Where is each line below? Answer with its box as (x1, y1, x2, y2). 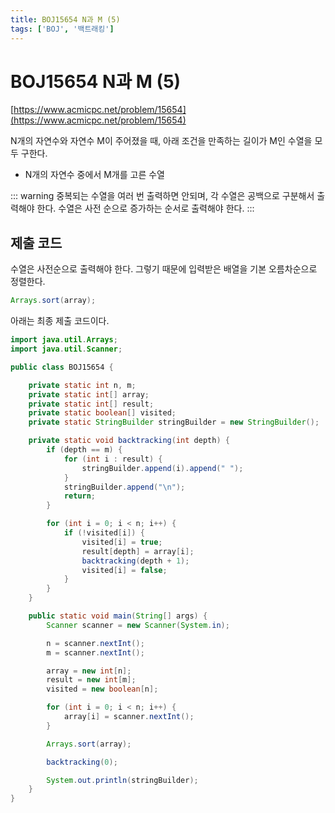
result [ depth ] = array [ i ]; (81, 546, 195, 556)
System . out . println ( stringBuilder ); (46, 775, 199, 785)
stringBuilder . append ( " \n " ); (63, 482, 186, 492)
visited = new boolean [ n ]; (46, 684, 159, 695)
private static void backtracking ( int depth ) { (28, 436, 230, 446)
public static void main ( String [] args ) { (28, 611, 208, 621)
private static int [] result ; (28, 399, 155, 409)
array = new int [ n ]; (46, 666, 132, 676)
